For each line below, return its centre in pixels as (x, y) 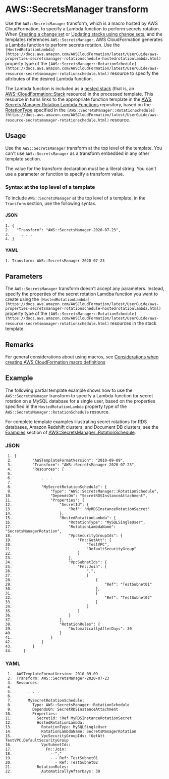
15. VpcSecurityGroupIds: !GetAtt (55, 736)
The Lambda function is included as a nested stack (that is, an (70, 88)
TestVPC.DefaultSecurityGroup (37, 741)
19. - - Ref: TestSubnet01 (52, 758)
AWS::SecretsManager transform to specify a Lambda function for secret (79, 395)
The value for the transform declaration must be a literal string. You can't (81, 169)
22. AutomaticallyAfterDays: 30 (53, 771)
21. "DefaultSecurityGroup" (71, 549)
